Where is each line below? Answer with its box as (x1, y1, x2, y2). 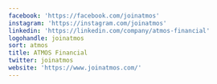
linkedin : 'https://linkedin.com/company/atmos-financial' (8, 26, 211, 34)
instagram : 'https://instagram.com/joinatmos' (8, 19, 167, 27)
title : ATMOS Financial (8, 49, 88, 57)
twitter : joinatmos (8, 57, 74, 65)
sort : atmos (8, 42, 48, 50)
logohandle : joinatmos (8, 34, 84, 42)
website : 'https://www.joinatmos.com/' (8, 64, 142, 72)
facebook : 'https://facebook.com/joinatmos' (8, 11, 160, 20)
